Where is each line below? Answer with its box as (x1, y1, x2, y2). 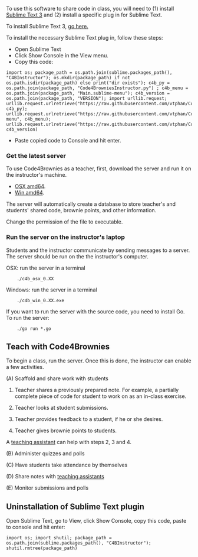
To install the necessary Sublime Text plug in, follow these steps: (6, 34, 163, 41)
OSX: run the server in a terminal (6, 264, 85, 271)
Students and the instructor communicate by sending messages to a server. (6, 247, 190, 254)
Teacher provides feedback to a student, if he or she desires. (14, 416, 163, 423)
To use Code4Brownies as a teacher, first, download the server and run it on (6, 165, 192, 172)
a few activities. (6, 364, 44, 371)
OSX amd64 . (14, 183, 46, 190)
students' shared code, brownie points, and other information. (6, 207, 157, 214)
